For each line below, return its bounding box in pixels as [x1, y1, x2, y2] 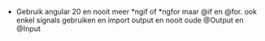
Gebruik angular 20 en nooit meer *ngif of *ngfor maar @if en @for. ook [15, 7, 258, 16]
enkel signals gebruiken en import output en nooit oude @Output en [15, 15, 244, 25]
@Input [15, 24, 41, 33]
